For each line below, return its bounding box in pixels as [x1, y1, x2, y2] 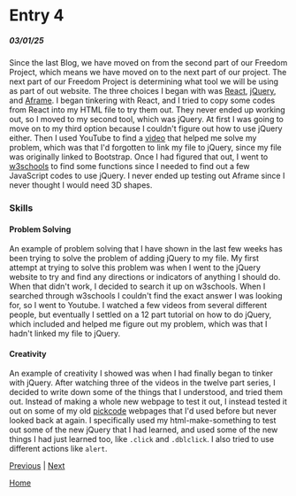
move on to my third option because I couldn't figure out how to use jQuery [9, 123, 283, 134]
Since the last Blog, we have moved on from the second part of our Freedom [9, 58, 288, 68]
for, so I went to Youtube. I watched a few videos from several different [9, 300, 268, 311]
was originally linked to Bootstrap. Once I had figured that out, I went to [9, 151, 269, 162]
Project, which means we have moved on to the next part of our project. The [9, 67, 287, 78]
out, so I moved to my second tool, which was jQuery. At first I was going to [9, 114, 285, 125]
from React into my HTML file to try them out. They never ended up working [9, 105, 285, 115]
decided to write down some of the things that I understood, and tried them [9, 387, 284, 398]
